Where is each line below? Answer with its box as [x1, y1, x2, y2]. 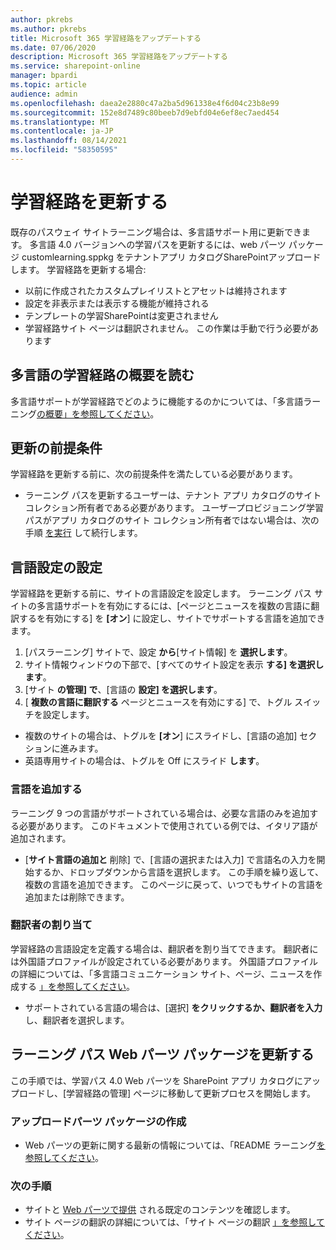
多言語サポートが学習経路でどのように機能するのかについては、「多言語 [10, 395, 304, 407]
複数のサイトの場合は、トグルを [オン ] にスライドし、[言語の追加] [24, 730, 298, 742]
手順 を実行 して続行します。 [24, 527, 143, 539]
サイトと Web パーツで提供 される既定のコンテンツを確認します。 [24, 1204, 296, 1216]
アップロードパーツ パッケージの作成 [10, 1114, 187, 1128]
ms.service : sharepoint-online [10, 61, 141, 71]
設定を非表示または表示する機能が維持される [24, 297, 210, 309]
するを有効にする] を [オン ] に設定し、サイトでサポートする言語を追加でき [18, 612, 326, 625]
